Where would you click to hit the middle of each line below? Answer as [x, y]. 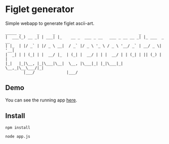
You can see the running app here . [41, 100]
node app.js [18, 137]
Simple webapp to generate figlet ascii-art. [50, 23]
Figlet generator [40, 9]
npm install [18, 127]
